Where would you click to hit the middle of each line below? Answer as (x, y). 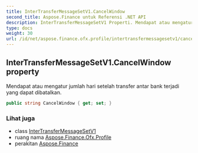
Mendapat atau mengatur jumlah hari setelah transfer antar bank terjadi (93, 86)
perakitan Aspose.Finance (46, 143)
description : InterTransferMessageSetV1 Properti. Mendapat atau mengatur (100, 22)
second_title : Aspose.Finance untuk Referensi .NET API (76, 17)
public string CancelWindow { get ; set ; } (59, 103)
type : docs (19, 28)
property (23, 72)
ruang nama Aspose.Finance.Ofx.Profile (63, 137)
